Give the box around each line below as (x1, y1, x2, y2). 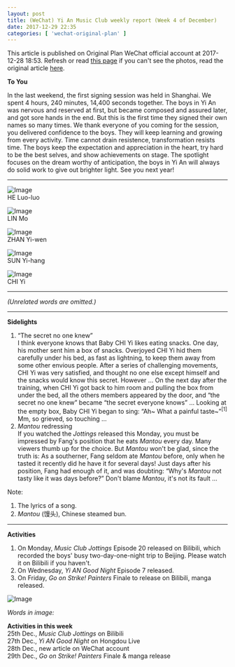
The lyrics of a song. (17, 501, 77, 509)
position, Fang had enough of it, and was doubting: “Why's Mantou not (17, 466, 222, 475)
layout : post (7, 10, 45, 18)
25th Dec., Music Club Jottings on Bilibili (7, 629, 124, 638)
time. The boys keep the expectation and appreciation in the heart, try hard (7, 143, 224, 151)
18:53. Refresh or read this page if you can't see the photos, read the (25, 57, 224, 65)
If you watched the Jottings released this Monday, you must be (17, 429, 199, 438)
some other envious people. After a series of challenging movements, (17, 361, 218, 370)
